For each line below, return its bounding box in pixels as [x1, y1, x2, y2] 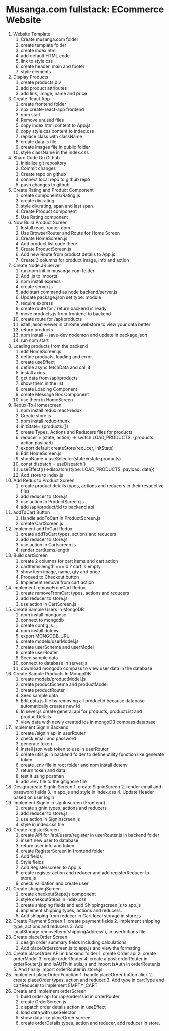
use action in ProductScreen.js [20, 498, 84, 504]
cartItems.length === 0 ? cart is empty [20, 563, 101, 569]
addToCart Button [13, 509, 50, 515]
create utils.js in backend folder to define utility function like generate [20, 751, 164, 757]
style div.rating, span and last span [20, 203, 93, 209]
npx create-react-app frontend [20, 106, 84, 112]
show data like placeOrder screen [20, 1014, 91, 1020]
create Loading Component [20, 385, 77, 392]
